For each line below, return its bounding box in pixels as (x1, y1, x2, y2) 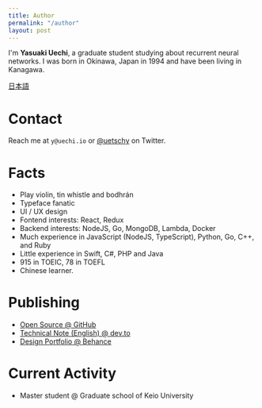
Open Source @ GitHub (19, 320, 97, 329)
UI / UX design (19, 207, 68, 217)
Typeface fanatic (19, 198, 75, 208)
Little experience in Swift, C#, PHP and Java (19, 249, 164, 259)
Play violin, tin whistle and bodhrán (19, 190, 134, 199)
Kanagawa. (8, 65, 45, 75)
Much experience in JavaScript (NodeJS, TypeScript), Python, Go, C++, (19, 232, 255, 242)
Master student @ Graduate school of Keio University (19, 391, 194, 401)
